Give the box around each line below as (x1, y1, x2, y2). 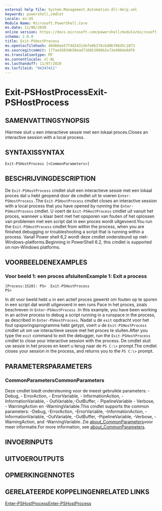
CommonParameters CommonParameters (5, 377, 105, 384)
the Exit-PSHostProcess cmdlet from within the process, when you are (5, 223, 145, 229)
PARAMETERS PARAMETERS (5, 362, 92, 371)
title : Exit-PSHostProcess (5, 39, 59, 44)
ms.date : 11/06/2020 (5, 25, 47, 30)
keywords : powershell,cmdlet (5, 12, 64, 17)
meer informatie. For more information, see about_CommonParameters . (5, 424, 146, 430)
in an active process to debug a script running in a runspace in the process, (5, 312, 156, 318)
